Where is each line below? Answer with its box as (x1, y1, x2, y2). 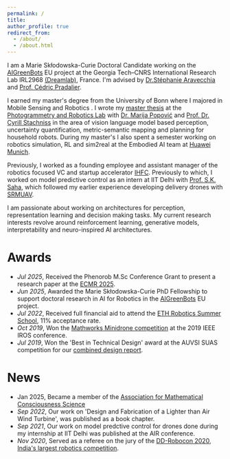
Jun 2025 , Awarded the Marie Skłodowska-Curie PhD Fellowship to (16, 287, 208, 295)
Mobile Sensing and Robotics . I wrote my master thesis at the (7, 104, 182, 112)
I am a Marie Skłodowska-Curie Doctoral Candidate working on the (7, 61, 197, 69)
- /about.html (13, 42, 54, 49)
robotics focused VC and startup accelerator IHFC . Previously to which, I (7, 168, 213, 176)
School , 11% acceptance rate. (16, 316, 101, 325)
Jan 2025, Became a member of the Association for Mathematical (16, 392, 204, 400)
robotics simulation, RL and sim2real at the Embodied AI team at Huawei (7, 141, 211, 148)
